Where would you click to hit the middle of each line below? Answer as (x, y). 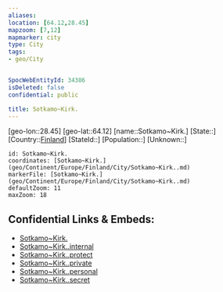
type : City (26, 45)
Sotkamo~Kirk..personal (58, 272)
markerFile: (27, 175)
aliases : (22, 15)
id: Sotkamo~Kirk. (38, 154)
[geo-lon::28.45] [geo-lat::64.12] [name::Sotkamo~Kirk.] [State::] (112, 131)
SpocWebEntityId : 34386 (47, 80)
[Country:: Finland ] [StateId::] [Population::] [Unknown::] (98, 140)
